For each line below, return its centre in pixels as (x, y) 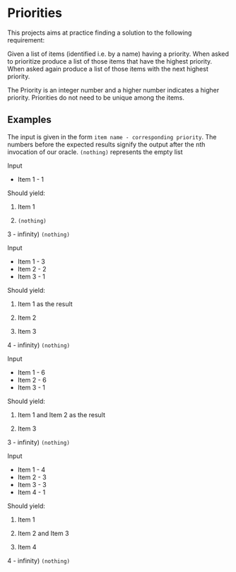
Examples (29, 120)
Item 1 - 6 (31, 372)
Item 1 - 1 (31, 179)
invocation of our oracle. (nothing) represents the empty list (95, 152)
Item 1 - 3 (31, 261)
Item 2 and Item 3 (43, 533)
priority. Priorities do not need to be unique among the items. (96, 98)
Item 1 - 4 (31, 469)
